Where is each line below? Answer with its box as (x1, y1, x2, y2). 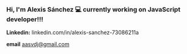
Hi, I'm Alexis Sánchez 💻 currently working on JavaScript (6, 5, 181, 13)
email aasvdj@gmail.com (6, 41, 70, 48)
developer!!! (6, 15, 44, 23)
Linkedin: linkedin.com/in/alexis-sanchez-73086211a (6, 29, 139, 36)
